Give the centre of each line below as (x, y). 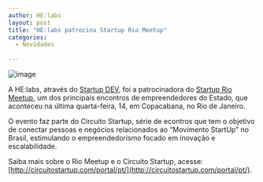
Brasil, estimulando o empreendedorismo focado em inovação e (112, 138)
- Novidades (35, 45)
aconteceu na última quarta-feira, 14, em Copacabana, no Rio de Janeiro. (127, 106)
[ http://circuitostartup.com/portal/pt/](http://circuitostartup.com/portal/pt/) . (130, 170)
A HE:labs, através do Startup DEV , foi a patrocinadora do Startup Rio (120, 89)
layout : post (30, 23)
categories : (28, 37)
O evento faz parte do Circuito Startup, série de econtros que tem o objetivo (131, 121)
